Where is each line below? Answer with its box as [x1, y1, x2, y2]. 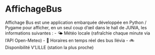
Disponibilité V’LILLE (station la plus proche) [5, 44, 94, 50]
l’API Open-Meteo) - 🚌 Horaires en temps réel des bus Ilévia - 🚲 [5, 37, 134, 43]
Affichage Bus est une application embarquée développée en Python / [5, 19, 147, 25]
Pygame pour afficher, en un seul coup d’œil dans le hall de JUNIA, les [5, 24, 147, 30]
